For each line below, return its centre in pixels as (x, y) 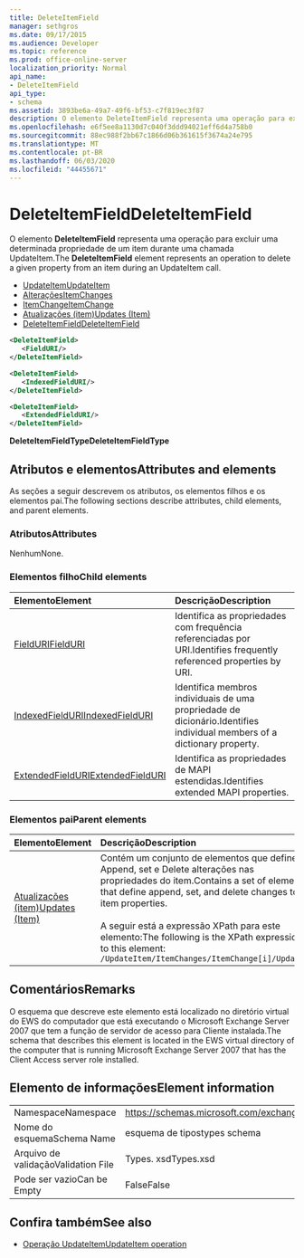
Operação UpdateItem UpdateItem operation (104, 1244)
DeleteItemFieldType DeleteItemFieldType (90, 441)
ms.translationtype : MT (54, 144)
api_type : (28, 93)
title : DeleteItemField (54, 18)
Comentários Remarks (72, 990)
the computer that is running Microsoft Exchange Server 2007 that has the (148, 1050)
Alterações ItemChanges (67, 295)
